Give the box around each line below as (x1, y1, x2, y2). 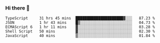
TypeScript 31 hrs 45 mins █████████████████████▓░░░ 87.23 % (5, 16, 155, 21)
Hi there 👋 (5, 4, 30, 11)
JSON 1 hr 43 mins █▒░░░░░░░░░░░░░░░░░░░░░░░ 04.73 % (5, 20, 155, 25)
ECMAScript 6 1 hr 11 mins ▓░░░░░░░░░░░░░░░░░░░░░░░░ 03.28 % (5, 24, 155, 29)
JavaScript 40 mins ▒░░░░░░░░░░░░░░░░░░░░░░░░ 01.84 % (5, 33, 155, 38)
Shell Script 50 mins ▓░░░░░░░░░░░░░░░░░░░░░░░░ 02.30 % (5, 29, 155, 34)
